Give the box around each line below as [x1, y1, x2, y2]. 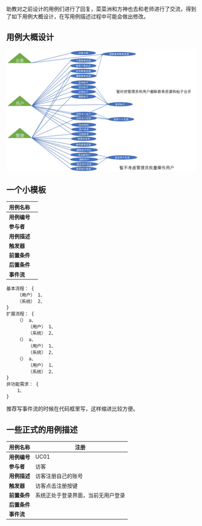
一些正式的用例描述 [6, 424, 78, 435]
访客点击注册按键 [35, 482, 78, 489]
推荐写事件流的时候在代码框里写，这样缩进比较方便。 [6, 405, 139, 412]
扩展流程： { [6, 311, 34, 317]
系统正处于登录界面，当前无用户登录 [35, 492, 125, 499]
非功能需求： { [6, 382, 39, 388]
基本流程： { [6, 286, 34, 292]
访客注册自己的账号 [35, 472, 83, 479]
